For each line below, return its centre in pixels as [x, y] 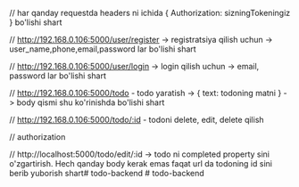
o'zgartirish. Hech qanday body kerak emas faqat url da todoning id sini [141, 163]
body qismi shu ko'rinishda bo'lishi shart [91, 102]
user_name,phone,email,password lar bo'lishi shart [103, 49]
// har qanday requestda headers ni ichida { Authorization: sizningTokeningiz [150, 13]
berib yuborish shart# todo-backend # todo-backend [107, 173]
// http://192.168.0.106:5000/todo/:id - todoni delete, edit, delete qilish [137, 120]
